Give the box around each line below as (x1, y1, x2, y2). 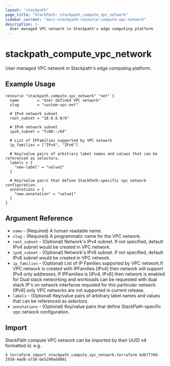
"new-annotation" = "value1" (14, 191, 76, 196)
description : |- (5, 21, 40, 27)
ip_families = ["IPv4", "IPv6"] (10, 142, 79, 148)
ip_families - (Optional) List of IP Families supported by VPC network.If (12, 260, 163, 266)
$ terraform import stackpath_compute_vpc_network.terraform (5, 352, 138, 357)
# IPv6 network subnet (10, 124, 58, 130)
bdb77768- (139, 352, 160, 357)
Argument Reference (5, 214, 73, 223)
